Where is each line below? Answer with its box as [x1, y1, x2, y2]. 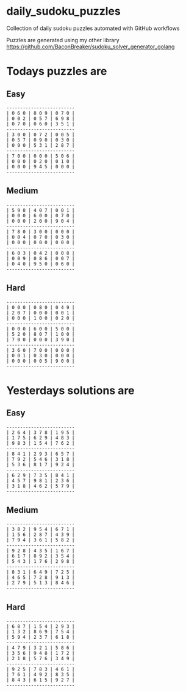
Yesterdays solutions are [6, 384, 135, 397]
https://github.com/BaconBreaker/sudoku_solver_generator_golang [6, 43, 175, 50]
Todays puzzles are [6, 64, 107, 78]
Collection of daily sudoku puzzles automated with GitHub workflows [6, 24, 180, 32]
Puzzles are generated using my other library [6, 36, 120, 43]
